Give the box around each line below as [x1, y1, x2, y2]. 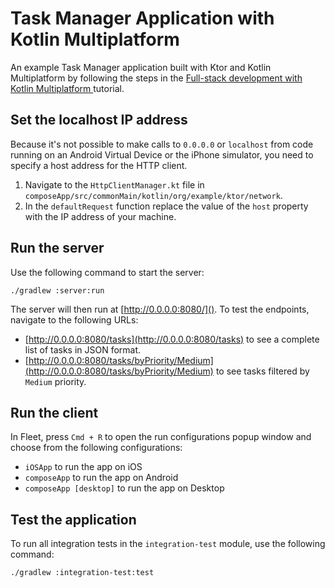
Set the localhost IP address [10, 112, 188, 129]
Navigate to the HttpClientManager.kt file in [24, 178, 205, 191]
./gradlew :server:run [10, 285, 105, 296]
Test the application [10, 511, 137, 528]
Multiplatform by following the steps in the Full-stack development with [10, 72, 303, 84]
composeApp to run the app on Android [24, 472, 179, 484]
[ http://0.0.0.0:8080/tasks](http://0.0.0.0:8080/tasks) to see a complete [24, 333, 320, 345]
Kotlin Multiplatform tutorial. [10, 82, 125, 94]
